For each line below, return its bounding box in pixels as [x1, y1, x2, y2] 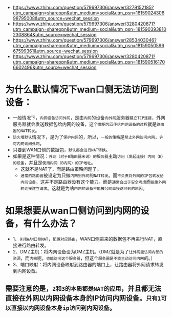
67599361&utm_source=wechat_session [12, 48, 98, 54]
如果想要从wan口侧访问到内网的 [5, 205, 141, 217]
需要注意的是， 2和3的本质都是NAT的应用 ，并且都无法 [5, 284, 162, 293]
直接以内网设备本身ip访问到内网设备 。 [11, 304, 116, 312]
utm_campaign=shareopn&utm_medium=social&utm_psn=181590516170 [12, 59, 165, 65]
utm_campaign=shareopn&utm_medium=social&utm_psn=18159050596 [12, 43, 165, 48]
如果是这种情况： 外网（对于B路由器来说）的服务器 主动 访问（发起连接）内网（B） [12, 153, 165, 159]
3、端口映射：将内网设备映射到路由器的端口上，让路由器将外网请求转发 [12, 261, 164, 267]
